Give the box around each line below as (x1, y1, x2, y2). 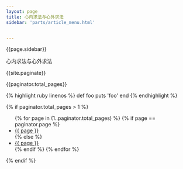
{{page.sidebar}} (6, 46, 47, 53)
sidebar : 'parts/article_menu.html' (6, 19, 95, 25)
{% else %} (14, 133, 43, 140)
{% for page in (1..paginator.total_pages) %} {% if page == (14, 115, 156, 122)
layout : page (6, 8, 38, 15)
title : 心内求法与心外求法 (6, 14, 64, 20)
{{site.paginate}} (6, 70, 46, 77)
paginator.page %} (14, 121, 60, 128)
